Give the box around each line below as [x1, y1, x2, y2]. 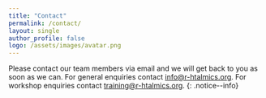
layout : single [8, 27, 60, 35]
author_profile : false [8, 34, 85, 43]
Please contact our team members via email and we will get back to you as [8, 63, 258, 73]
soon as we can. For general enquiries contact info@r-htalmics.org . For [8, 72, 247, 82]
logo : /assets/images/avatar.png [8, 42, 122, 50]
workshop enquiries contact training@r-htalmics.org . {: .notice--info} [8, 81, 239, 91]
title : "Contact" [8, 11, 67, 20]
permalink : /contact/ [8, 19, 82, 27]
